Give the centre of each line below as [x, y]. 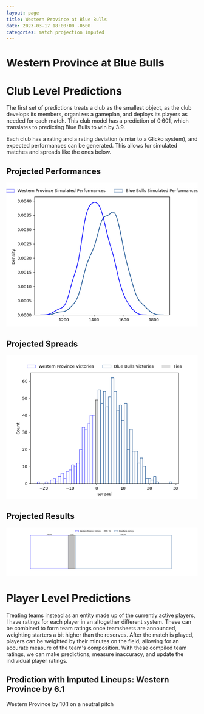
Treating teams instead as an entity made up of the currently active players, [101, 615]
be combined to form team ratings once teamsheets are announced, [92, 628]
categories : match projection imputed [55, 32]
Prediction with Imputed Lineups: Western [88, 680]
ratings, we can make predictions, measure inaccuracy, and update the [95, 654]
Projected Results [40, 516]
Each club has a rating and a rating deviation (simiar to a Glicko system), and [102, 139]
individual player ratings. [37, 660]
